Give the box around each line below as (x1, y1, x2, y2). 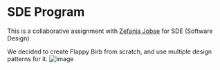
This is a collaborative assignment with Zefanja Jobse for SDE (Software (7, 27, 213, 35)
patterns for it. (7, 54, 48, 62)
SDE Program (7, 4, 85, 20)
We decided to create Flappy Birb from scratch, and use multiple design (7, 47, 212, 56)
